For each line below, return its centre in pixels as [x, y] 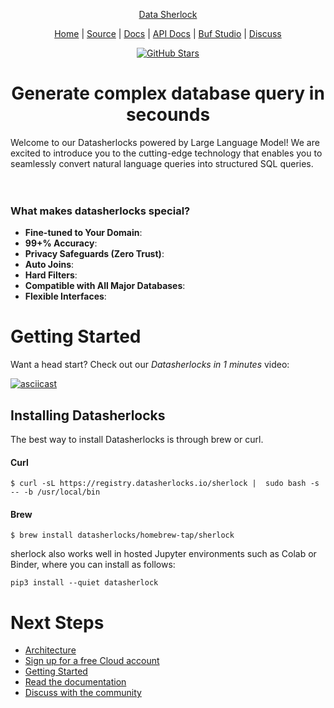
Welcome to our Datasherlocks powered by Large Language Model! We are [165, 142]
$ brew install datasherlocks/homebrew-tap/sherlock [122, 535]
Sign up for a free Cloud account [92, 661]
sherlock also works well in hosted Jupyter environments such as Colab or [163, 554]
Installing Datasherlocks [88, 415]
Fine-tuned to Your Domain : [83, 233]
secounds [168, 115]
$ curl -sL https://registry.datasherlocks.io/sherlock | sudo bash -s [165, 484]
